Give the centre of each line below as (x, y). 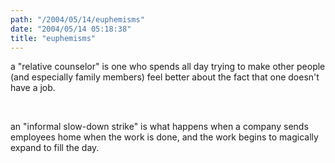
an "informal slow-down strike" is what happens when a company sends (159, 127)
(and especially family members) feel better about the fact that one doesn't (165, 77)
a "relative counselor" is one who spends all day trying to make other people (168, 67)
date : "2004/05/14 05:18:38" (71, 29)
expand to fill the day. (55, 148)
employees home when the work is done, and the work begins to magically (164, 137)
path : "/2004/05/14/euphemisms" (77, 19)
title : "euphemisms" (53, 38)
